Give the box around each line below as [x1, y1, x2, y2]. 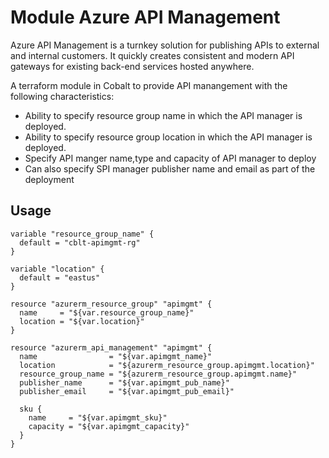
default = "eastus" [19, 272, 101, 283]
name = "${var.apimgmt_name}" [19, 351, 213, 361]
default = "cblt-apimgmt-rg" [19, 237, 141, 248]
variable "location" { [10, 264, 105, 274]
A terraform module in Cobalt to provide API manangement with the [10, 79, 288, 91]
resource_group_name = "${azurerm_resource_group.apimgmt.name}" [19, 369, 298, 379]
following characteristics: [10, 90, 115, 102]
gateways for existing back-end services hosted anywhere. [10, 60, 255, 72]
